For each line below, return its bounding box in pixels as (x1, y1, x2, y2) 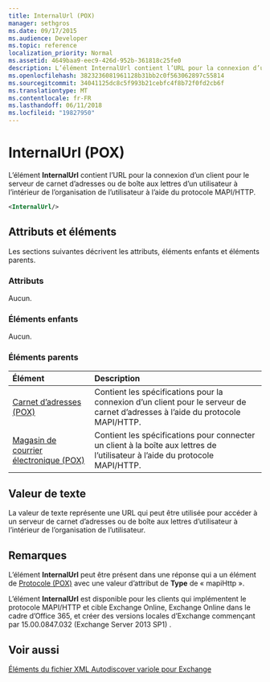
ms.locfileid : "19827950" (8, 109, 95, 117)
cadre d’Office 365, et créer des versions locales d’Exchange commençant (8, 611, 256, 621)
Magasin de (12, 434, 57, 446)
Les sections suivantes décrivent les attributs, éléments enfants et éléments (8, 246, 260, 256)
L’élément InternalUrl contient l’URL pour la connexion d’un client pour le (8, 170, 250, 179)
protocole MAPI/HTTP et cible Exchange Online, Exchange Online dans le (8, 602, 251, 612)
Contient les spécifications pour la (94, 386, 223, 397)
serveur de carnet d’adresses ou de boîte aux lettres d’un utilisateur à (8, 179, 239, 188)
